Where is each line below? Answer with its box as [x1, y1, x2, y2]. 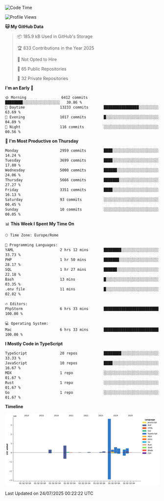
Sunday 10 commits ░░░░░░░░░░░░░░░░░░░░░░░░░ [5, 207, 159, 212]
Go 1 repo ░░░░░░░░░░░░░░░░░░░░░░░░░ [5, 390, 159, 395]
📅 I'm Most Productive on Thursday [5, 138, 79, 144]
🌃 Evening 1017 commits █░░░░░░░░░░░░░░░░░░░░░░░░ [5, 115, 159, 120]
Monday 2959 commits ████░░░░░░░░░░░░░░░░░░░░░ [5, 148, 159, 153]
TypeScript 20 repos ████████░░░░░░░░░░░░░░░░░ [5, 351, 159, 356]
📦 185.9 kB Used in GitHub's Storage [17, 33, 93, 39]
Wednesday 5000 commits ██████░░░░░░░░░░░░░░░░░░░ [5, 168, 159, 173]
